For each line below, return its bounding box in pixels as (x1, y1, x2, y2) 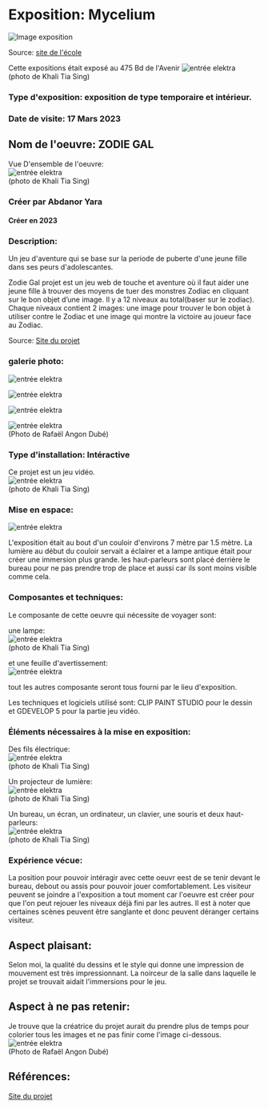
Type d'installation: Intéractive (8, 449, 130, 460)
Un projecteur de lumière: (8, 776, 93, 786)
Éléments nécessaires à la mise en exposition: (8, 726, 191, 737)
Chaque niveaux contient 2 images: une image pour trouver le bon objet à (8, 303, 251, 313)
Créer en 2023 (8, 216, 58, 226)
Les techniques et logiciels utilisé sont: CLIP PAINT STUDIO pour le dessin (8, 698, 253, 707)
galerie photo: (8, 356, 64, 367)
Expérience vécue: (8, 855, 83, 866)
